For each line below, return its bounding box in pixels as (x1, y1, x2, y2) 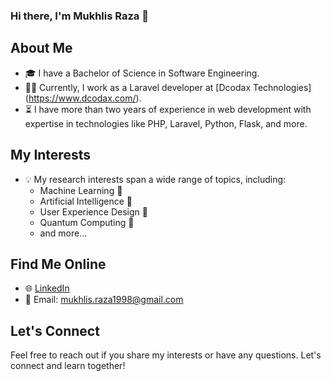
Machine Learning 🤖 (39, 184, 123, 196)
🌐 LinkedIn (24, 282, 70, 294)
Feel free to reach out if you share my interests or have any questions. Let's (10, 349, 322, 361)
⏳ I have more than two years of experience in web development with (24, 103, 312, 115)
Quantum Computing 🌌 (39, 216, 135, 228)
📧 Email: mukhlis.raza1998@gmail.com (24, 294, 184, 306)
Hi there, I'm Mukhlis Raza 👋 (10, 9, 149, 23)
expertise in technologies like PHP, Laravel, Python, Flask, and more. (24, 117, 308, 129)
